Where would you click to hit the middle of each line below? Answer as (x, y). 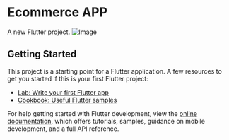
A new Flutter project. (39, 32)
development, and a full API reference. (63, 129)
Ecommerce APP (58, 12)
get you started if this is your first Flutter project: (78, 78)
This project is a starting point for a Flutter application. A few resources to (115, 71)
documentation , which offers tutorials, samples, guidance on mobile (106, 121)
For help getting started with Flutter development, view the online (102, 113)
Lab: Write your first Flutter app (63, 92)
